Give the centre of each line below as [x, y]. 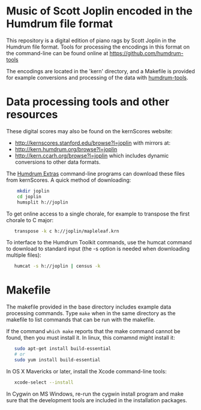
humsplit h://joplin [43, 202]
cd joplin [29, 196]
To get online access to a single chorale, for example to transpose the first [98, 214]
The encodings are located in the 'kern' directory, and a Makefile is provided [100, 71]
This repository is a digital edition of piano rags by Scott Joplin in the [91, 40]
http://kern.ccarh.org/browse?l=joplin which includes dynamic [92, 155]
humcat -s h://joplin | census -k [57, 266]
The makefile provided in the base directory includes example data [89, 307]
